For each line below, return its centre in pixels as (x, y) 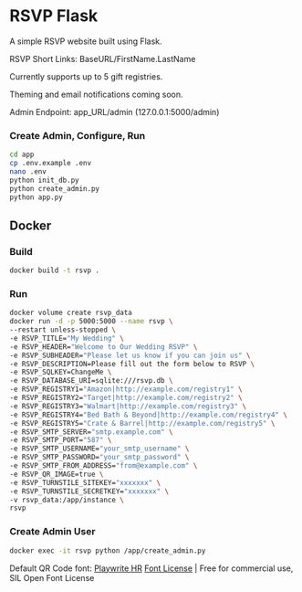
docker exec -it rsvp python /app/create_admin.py (108, 550)
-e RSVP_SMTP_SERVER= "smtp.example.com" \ (91, 432)
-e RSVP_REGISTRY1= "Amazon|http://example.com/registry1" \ (126, 389)
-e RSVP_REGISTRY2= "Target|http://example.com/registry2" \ (126, 398)
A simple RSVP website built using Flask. (86, 41)
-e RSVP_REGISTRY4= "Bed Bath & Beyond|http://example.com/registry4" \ (148, 415)
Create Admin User (52, 532)
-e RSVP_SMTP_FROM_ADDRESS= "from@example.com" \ (104, 466)
